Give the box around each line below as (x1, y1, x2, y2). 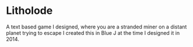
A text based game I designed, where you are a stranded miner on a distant (6, 23, 187, 30)
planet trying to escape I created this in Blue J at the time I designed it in (6, 29, 180, 36)
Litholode (6, 4, 53, 17)
